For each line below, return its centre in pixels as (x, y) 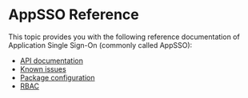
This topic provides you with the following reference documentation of (124, 37)
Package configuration (57, 77)
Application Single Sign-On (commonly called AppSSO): (100, 45)
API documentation (52, 61)
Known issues (43, 69)
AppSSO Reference (74, 15)
